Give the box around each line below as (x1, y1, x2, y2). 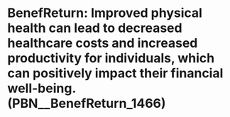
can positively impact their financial (7, 65, 224, 82)
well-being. (7, 80, 76, 96)
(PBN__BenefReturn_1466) (7, 96, 166, 111)
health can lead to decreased (7, 20, 182, 36)
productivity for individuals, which (7, 50, 215, 67)
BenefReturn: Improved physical (7, 5, 202, 21)
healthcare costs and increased (7, 35, 198, 51)
